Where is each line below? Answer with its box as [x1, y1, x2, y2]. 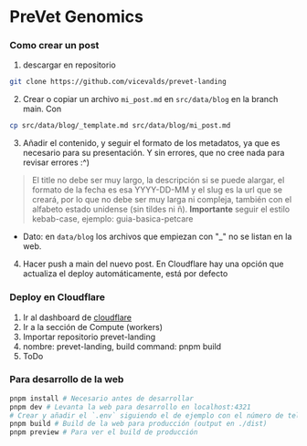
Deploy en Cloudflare [9, 291, 106, 304]
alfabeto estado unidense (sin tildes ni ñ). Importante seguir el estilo [31, 203, 291, 215]
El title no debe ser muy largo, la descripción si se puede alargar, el [31, 175, 285, 186]
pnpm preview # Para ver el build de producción [9, 428, 198, 437]
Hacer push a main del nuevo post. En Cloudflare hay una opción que [22, 258, 284, 270]
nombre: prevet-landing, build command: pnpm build [22, 340, 222, 352]
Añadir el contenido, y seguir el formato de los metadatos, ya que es [22, 138, 281, 149]
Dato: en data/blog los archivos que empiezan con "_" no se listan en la [22, 231, 292, 243]
